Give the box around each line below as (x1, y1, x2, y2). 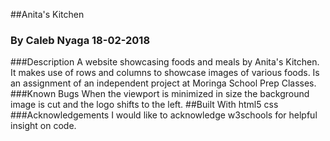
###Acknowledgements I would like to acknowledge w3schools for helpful (10, 109, 318, 121)
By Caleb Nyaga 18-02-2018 (10, 33, 151, 47)
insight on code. (10, 120, 77, 132)
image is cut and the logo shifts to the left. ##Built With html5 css (10, 99, 279, 111)
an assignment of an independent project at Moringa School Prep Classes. (10, 77, 317, 89)
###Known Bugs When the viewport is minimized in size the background (10, 88, 310, 100)
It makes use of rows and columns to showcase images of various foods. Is (10, 67, 320, 79)
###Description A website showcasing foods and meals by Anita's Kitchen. (10, 56, 320, 68)
